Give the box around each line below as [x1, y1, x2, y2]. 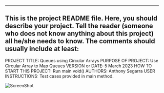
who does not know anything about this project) [5, 30, 154, 38]
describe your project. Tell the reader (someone [5, 22, 153, 30]
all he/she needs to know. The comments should [5, 37, 155, 45]
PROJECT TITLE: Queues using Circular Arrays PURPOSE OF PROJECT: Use [5, 57, 159, 63]
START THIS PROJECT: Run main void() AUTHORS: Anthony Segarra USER [5, 68, 155, 74]
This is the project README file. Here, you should [5, 14, 158, 22]
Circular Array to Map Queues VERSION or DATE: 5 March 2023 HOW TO [5, 63, 152, 69]
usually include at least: [5, 45, 79, 53]
